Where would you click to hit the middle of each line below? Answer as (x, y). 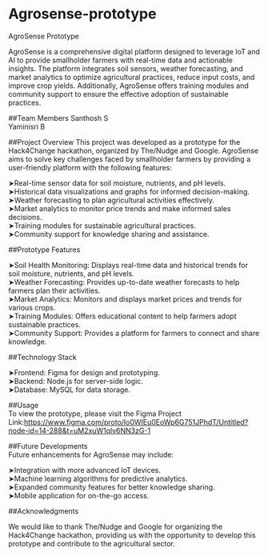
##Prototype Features (44, 250)
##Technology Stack (43, 357)
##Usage (24, 405)
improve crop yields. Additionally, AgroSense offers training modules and (129, 86)
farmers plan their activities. (54, 290)
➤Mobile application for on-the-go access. (79, 495)
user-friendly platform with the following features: (90, 167)
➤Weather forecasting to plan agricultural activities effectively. (111, 200)
